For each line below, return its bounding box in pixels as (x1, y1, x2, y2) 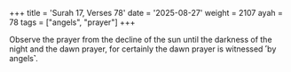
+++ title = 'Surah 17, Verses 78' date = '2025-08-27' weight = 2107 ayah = (9, 8, 284, 18)
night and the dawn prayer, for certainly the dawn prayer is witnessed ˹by (9, 44, 277, 54)
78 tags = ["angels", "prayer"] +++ (9, 17, 136, 28)
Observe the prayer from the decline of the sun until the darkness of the (9, 35, 272, 44)
